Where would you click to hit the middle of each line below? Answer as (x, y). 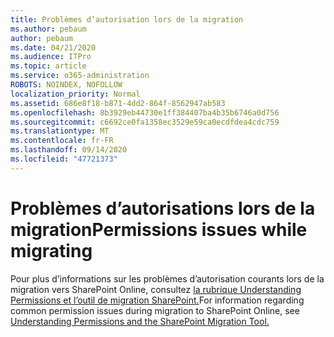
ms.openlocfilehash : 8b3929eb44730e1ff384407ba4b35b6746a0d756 (145, 112)
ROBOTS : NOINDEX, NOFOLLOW (66, 85)
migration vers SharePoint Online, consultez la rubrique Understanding (156, 289)
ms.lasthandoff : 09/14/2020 (69, 150)
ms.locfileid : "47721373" (64, 159)
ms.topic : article (48, 66)
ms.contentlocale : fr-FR (62, 141)
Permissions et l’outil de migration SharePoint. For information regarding (157, 300)
